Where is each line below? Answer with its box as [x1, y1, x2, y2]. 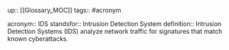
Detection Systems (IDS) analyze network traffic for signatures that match [7, 27, 223, 35]
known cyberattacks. [7, 35, 69, 43]
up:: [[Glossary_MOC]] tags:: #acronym [7, 6, 122, 14]
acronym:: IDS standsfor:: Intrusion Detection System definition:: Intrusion [7, 20, 222, 27]
